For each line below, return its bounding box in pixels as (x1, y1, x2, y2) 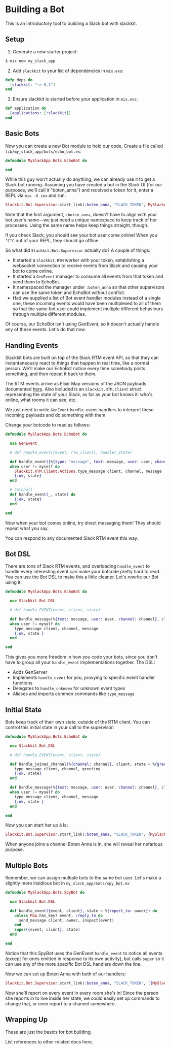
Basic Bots (5, 129, 39, 138)
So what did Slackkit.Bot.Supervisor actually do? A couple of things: (5, 247, 151, 253)
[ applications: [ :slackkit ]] (10, 111, 71, 116)
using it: (5, 579, 22, 585)
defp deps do (5, 77, 33, 82)
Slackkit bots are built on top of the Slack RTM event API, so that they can (5, 354, 159, 361)
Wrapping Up (5, 1015, 48, 1024)
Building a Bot (5, 4, 65, 15)
